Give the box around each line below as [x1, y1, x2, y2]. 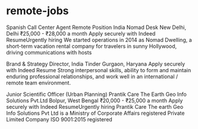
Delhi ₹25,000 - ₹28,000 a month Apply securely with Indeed [6, 30, 156, 37]
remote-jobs [6, 4, 69, 18]
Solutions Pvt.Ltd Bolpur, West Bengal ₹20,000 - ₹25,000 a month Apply [6, 96, 183, 104]
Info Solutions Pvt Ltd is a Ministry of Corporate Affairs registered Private [6, 109, 185, 117]
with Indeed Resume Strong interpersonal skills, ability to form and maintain [6, 66, 191, 73]
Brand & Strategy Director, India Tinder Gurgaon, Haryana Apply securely [6, 60, 186, 67]
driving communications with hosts [6, 49, 92, 56]
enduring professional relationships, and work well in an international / [6, 73, 178, 80]
